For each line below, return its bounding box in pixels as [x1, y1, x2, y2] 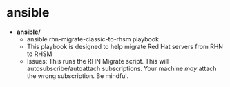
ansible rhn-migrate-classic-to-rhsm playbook [26, 35, 160, 43]
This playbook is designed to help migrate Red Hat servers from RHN [26, 42, 224, 50]
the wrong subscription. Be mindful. [26, 71, 129, 80]
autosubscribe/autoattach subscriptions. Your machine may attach [26, 64, 217, 72]
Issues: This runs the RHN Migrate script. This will [26, 57, 169, 65]
